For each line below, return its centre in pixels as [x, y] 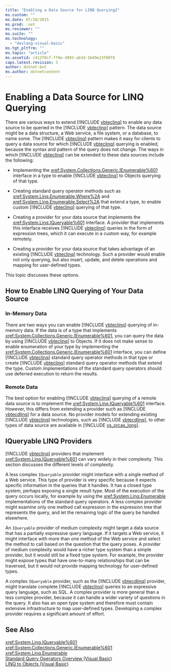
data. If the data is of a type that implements [70, 330]
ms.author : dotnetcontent [33, 72]
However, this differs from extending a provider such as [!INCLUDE [76, 409]
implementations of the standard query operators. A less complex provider [84, 501]
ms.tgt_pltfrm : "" [25, 48]
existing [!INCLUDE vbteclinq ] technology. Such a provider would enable [89, 254]
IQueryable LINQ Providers [49, 441]
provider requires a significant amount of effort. [55, 614]
